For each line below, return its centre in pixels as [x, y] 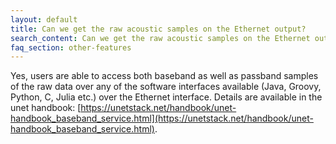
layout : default [44, 19]
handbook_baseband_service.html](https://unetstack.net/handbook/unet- [162, 118]
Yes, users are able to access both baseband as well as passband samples [164, 76]
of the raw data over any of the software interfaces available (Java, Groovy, [166, 87]
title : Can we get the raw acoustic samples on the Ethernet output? [158, 29]
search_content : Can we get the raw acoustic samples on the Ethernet [160, 38]
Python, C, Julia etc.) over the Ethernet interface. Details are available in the [166, 97]
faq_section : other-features [71, 47]
